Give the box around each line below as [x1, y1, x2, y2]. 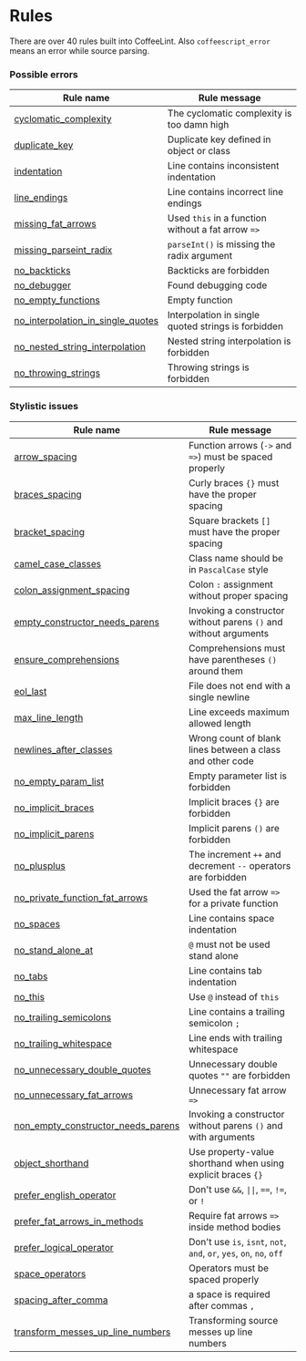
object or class [167, 145, 230, 158]
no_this [14, 990, 46, 1003]
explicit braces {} [188, 1168, 263, 1181]
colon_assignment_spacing [14, 583, 130, 596]
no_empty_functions [14, 294, 100, 306]
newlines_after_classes [14, 743, 113, 756]
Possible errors [9, 67, 79, 80]
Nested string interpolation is [167, 335, 291, 347]
